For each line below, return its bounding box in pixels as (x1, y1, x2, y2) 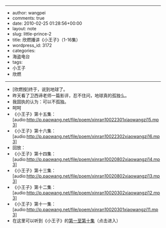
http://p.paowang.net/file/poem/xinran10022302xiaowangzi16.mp (26, 133, 160, 139)
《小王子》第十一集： (12, 201, 56, 207)
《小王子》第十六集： (12, 128, 56, 134)
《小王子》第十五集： (12, 111, 56, 117)
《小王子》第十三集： (12, 168, 56, 173)
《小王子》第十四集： (12, 151, 56, 157)
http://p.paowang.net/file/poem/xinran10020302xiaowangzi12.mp (26, 190, 161, 196)
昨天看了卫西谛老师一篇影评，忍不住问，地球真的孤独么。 (12, 93, 129, 98)
